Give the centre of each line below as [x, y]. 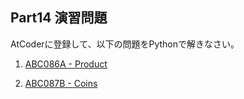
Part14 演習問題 [59, 18]
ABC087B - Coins [61, 83]
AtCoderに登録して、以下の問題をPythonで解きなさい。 [125, 44]
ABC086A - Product [66, 64]
